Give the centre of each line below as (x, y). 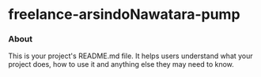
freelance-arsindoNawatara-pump (124, 15)
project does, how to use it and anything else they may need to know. (121, 64)
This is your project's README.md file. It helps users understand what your (130, 56)
